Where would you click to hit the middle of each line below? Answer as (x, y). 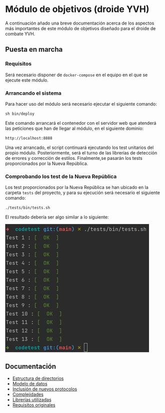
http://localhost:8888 (29, 138)
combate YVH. (20, 34)
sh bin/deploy (20, 114)
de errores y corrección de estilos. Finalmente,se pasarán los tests (74, 158)
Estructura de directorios (38, 378)
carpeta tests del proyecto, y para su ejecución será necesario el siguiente (82, 193)
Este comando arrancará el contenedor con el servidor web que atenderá (81, 123)
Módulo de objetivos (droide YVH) (77, 9)
